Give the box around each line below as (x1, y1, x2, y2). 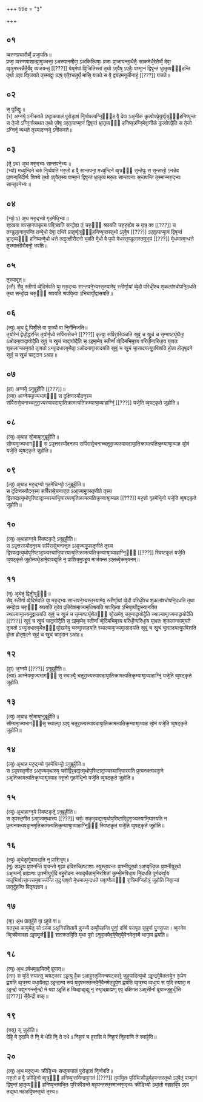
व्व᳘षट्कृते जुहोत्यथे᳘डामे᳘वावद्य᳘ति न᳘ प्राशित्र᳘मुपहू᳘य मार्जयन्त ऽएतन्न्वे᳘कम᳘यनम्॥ (6, 556, 140, 563)
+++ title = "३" (6, 5, 42, 12)
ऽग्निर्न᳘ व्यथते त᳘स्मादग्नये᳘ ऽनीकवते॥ (6, 126, 73, 133)
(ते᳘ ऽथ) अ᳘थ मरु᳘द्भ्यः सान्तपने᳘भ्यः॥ (6, 160, 72, 168)
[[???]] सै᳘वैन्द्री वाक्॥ (6, 992, 48, 999)
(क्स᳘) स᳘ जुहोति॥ (6, 1026, 38, 1034)
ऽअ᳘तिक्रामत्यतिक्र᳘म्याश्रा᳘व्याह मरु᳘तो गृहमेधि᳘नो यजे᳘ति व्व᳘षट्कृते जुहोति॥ (6, 774, 135, 781)
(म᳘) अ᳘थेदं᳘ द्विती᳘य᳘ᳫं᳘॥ (6, 590, 51, 597)
